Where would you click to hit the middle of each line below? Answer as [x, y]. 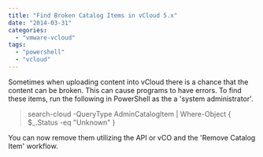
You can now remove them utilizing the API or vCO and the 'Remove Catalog [132, 137]
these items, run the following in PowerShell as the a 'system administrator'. [131, 99]
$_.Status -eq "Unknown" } [71, 122]
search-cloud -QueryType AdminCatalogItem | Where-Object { [129, 114]
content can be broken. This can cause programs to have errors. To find [125, 90]
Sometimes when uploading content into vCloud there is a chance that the [128, 82]
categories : [28, 30]
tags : [17, 45]
